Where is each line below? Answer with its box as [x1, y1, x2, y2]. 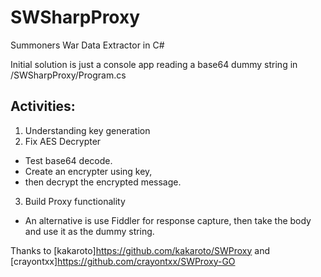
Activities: [10, 98, 76, 115]
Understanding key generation [24, 124, 151, 136]
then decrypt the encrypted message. [24, 176, 182, 188]
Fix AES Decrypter [24, 135, 102, 147]
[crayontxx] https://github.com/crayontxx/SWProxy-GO [10, 255, 236, 267]
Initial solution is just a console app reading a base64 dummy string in [10, 58, 298, 70]
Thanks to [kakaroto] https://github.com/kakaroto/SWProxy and [10, 244, 271, 256]
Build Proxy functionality [24, 195, 126, 207]
